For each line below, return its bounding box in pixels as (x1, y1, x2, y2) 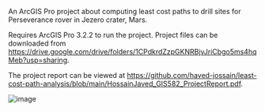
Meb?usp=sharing (8, 55, 68, 65)
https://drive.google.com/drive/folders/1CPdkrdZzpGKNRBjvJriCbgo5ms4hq (8, 47, 257, 56)
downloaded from (8, 39, 66, 48)
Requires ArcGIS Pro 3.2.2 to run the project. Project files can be (8, 31, 218, 39)
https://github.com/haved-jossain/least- (126, 71, 257, 80)
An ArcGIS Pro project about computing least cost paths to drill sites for (8, 7, 241, 16)
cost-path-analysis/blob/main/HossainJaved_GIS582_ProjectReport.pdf (8, 79, 241, 88)
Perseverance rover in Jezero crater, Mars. (8, 15, 148, 24)
